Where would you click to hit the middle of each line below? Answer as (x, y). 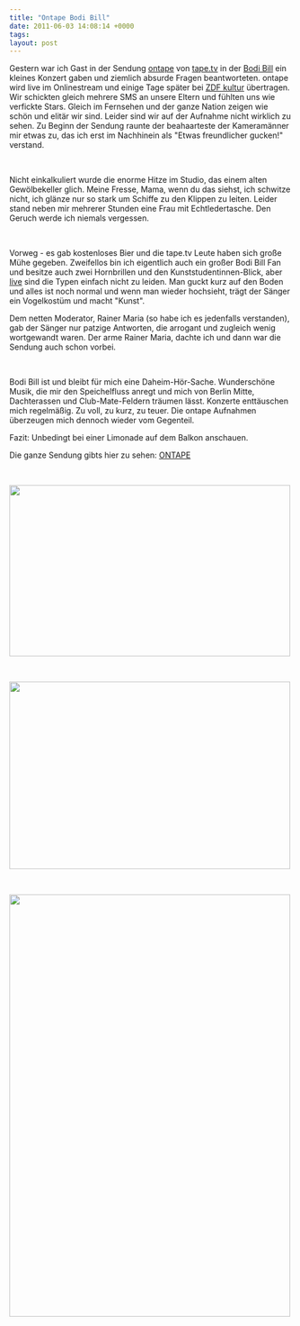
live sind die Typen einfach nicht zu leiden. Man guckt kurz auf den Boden (146, 282)
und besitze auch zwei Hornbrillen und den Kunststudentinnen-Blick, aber (146, 272)
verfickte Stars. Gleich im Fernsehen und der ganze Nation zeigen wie (139, 107)
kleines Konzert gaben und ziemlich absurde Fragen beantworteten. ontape (149, 78)
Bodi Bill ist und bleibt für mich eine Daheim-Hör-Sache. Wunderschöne (142, 382)
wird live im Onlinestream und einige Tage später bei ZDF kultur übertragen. (150, 87)
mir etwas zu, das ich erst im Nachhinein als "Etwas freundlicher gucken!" (146, 135)
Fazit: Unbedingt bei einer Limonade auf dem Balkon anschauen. (129, 438)
